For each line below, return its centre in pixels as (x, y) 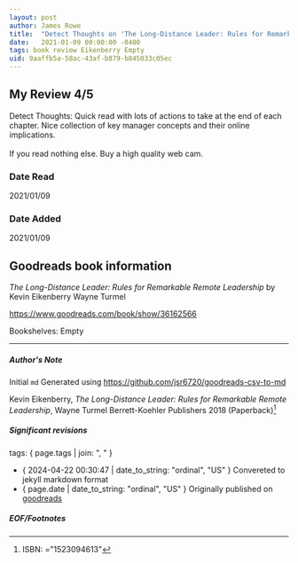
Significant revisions (48, 430)
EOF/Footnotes (38, 519)
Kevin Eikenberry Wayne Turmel (67, 297)
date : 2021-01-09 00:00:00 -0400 (75, 42)
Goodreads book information (90, 266)
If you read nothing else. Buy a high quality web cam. (106, 153)
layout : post (33, 17)
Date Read (32, 176)
